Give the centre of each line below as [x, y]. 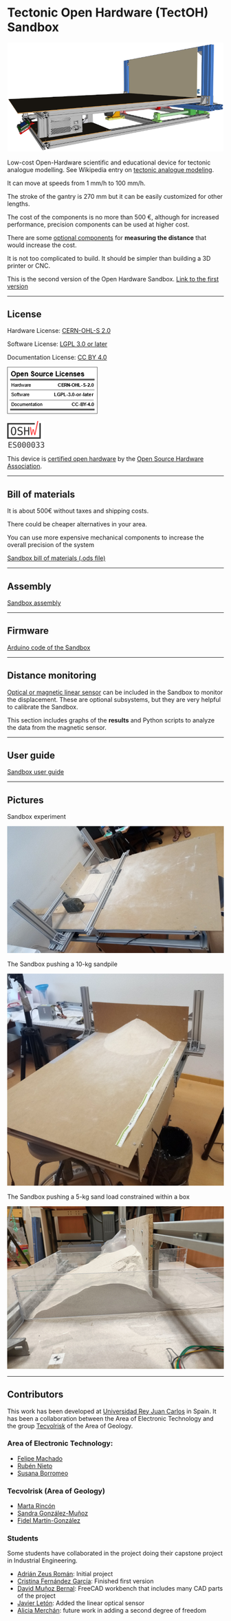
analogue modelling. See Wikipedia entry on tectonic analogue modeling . [111, 169]
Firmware [28, 631]
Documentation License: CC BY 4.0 [57, 357]
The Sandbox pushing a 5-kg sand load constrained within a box [99, 1196]
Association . [25, 466]
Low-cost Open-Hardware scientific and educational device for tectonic [109, 162]
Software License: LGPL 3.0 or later [57, 344]
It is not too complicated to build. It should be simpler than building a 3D [109, 258]
